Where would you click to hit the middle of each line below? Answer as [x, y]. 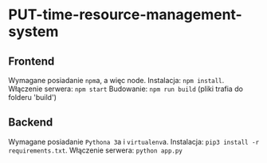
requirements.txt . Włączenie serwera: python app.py [96, 150]
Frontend [31, 61]
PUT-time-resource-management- [126, 15]
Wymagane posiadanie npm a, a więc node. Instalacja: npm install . [116, 80]
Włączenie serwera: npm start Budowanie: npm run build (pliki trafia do [126, 89]
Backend [31, 123]
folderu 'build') [33, 97]
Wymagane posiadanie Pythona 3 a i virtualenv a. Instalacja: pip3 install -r [134, 141]
